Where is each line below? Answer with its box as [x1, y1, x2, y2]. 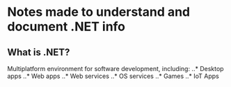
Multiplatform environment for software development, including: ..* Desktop [7, 65, 224, 72]
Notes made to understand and [7, 4, 191, 20]
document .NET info [7, 19, 126, 35]
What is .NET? [7, 46, 70, 58]
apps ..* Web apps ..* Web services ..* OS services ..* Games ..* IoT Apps [7, 72, 219, 80]
